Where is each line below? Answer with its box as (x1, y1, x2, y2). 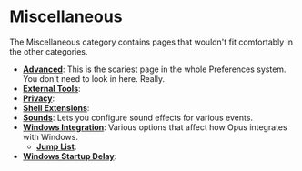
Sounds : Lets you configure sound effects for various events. (22, 112, 253, 123)
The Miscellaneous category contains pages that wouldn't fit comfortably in (9, 36, 294, 47)
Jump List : (35, 141, 77, 152)
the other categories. (9, 45, 88, 56)
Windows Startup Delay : (22, 150, 117, 161)
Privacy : (22, 93, 55, 104)
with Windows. (22, 131, 79, 142)
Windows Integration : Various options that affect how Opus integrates (22, 121, 288, 133)
